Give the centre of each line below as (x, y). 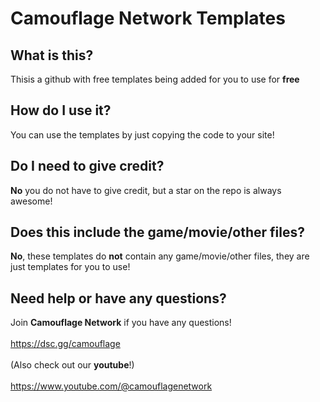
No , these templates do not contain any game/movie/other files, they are (160, 256)
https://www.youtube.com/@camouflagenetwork (111, 386)
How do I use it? (61, 110)
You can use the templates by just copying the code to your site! (142, 134)
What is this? (52, 55)
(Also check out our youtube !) (72, 365)
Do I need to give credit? (87, 166)
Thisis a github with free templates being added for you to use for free (155, 79)
